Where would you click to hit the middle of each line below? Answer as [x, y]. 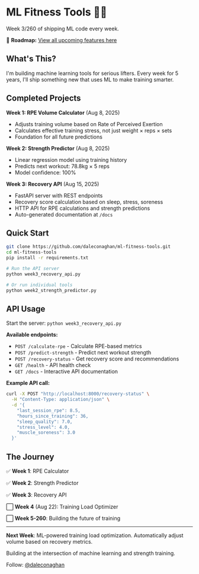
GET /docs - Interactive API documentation [66, 372]
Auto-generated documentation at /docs [64, 214]
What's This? [31, 59]
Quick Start [28, 233]
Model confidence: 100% [45, 172]
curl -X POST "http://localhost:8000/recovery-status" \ [78, 394]
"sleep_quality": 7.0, [45, 422]
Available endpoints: [32, 335]
